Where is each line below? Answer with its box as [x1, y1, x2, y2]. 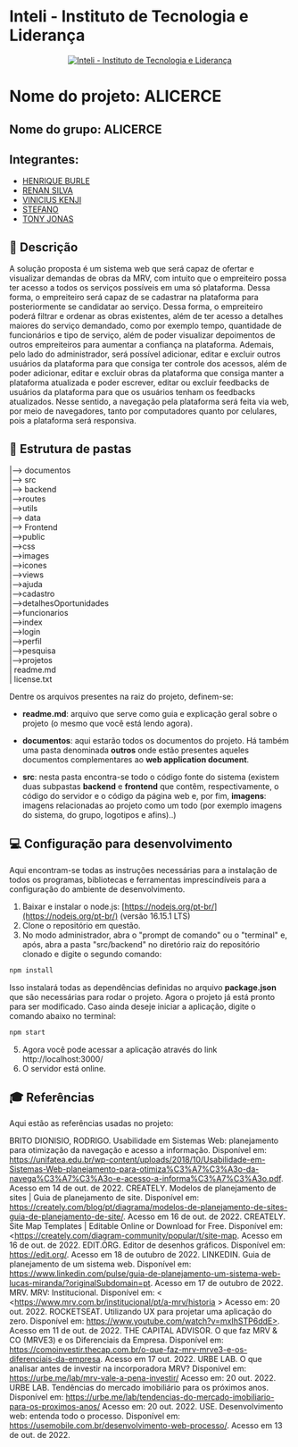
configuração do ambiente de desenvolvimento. [9, 883, 186, 895]
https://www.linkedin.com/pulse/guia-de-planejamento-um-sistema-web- [9, 1268, 281, 1279]
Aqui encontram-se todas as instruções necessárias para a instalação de [9, 864, 278, 875]
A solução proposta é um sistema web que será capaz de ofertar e [9, 264, 254, 274]
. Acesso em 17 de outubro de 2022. [150, 1278, 284, 1289]
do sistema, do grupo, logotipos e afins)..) [21, 809, 177, 820]
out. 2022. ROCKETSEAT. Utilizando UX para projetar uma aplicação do [9, 1307, 272, 1317]
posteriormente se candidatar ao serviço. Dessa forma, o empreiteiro [9, 301, 263, 312]
